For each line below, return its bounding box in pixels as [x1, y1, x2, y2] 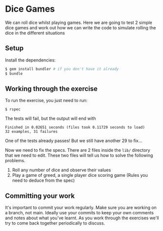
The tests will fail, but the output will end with [5, 116, 96, 122]
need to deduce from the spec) [12, 177, 75, 184]
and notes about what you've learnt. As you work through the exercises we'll [5, 215, 160, 221]
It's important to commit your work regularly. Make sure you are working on [5, 205, 157, 210]
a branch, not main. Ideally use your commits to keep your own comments [5, 210, 154, 216]
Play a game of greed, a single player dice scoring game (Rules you [12, 172, 148, 178]
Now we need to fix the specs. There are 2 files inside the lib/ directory [5, 147, 150, 153]
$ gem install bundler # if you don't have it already [5, 66, 119, 71]
